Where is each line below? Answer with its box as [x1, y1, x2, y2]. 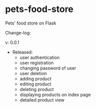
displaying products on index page [19, 91, 91, 97]
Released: [12, 49, 33, 55]
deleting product [19, 86, 54, 92]
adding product [19, 75, 52, 81]
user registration [19, 59, 54, 65]
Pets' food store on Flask [5, 20, 56, 26]
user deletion [19, 70, 47, 76]
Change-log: [5, 29, 31, 35]
